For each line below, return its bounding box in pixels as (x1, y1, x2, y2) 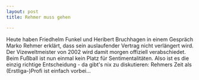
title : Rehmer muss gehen (6, 14, 71, 20)
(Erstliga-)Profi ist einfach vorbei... (6, 67, 91, 74)
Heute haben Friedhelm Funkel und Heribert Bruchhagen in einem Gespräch (6, 36, 194, 43)
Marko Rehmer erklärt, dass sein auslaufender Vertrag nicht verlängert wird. (6, 42, 194, 49)
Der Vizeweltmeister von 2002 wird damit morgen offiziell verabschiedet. (6, 48, 186, 55)
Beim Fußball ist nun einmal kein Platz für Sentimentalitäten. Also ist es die (6, 55, 189, 62)
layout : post (6, 8, 39, 15)
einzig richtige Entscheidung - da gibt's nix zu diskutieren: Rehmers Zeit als (6, 60, 192, 68)
